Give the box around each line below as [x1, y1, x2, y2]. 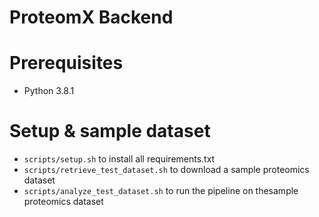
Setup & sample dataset [9, 120, 211, 143]
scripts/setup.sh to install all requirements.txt [23, 153, 216, 165]
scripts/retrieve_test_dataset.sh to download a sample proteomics [23, 164, 310, 176]
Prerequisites [9, 52, 124, 75]
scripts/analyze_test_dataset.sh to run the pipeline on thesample [23, 185, 299, 197]
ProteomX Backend [9, 6, 174, 29]
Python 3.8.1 [23, 85, 75, 97]
